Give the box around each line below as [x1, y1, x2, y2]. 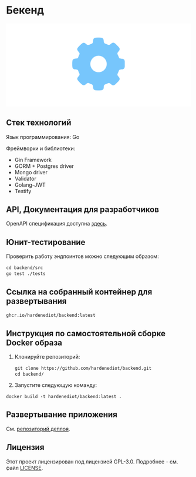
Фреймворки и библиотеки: [6, 145, 76, 152]
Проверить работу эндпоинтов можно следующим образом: [6, 253, 160, 260]
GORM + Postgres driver [14, 163, 75, 170]
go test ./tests [6, 271, 46, 277]
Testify [14, 187, 32, 194]
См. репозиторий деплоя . [6, 425, 70, 432]
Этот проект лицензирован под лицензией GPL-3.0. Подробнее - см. [6, 458, 178, 465]
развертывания [6, 296, 67, 306]
